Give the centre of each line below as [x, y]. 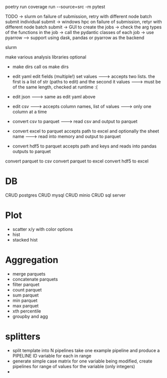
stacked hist [25, 239]
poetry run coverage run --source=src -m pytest [55, 7]
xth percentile [27, 311]
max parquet [25, 305]
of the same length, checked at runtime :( [55, 87]
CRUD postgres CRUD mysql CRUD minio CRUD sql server [65, 195]
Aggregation [32, 260]
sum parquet [25, 295]
